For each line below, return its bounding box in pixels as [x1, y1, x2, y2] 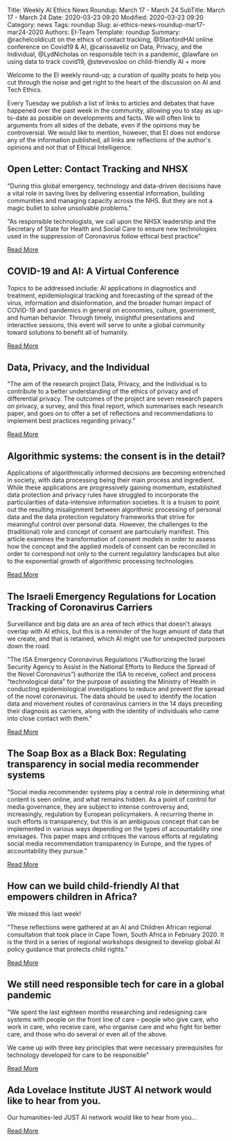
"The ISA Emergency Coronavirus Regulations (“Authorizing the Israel [7, 655, 206, 664]
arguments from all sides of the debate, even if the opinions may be [7, 121, 200, 129]
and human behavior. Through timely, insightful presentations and [7, 313, 195, 322]
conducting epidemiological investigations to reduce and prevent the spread [7, 685, 225, 693]
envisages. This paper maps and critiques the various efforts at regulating [7, 832, 218, 840]
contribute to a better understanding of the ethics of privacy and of [7, 387, 199, 396]
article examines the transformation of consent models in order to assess [7, 535, 216, 543]
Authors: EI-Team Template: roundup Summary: [44, 28, 181, 36]
